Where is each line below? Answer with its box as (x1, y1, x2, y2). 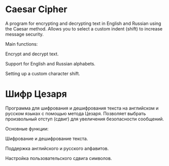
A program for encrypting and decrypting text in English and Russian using (5, 20, 161, 26)
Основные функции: (5, 125, 49, 131)
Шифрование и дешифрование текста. (5, 136, 88, 142)
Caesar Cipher (5, 4, 67, 15)
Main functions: (5, 41, 38, 47)
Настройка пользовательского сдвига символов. (5, 155, 112, 161)
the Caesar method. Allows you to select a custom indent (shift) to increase (5, 25, 163, 31)
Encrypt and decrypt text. (5, 51, 59, 57)
